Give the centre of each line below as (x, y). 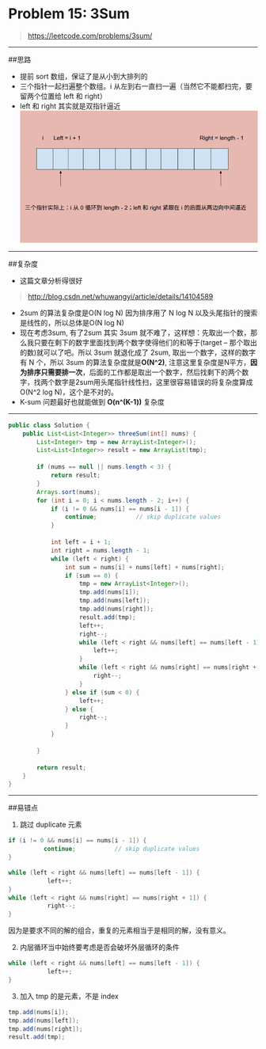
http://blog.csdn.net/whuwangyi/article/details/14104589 (120, 296)
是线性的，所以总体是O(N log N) (72, 322)
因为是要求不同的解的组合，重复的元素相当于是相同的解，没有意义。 (119, 930)
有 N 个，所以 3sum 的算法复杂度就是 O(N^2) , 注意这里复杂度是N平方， (135, 362)
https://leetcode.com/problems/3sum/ (90, 36)
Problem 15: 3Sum (69, 14)
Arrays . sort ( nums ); (69, 492)
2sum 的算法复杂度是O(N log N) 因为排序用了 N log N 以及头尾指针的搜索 (139, 313)
